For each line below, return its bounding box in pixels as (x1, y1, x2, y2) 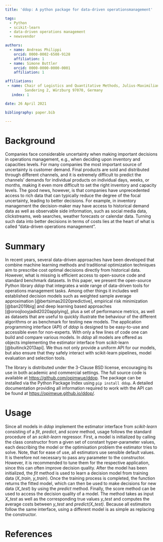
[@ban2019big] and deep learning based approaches (5, 303, 112, 309)
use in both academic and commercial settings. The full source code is (5, 370, 147, 375)
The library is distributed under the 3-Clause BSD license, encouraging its (5, 365, 153, 371)
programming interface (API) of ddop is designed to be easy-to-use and (5, 324, 149, 330)
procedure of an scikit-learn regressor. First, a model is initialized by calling (5, 434, 156, 440)
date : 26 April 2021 (5, 101, 47, 106)
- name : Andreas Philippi (9, 47, 62, 52)
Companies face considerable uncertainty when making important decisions (5, 151, 158, 157)
